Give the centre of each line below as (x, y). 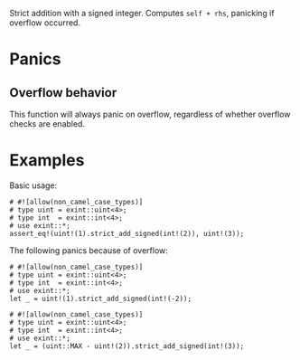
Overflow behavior (63, 93)
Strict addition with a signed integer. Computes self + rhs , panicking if (142, 13)
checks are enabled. (47, 124)
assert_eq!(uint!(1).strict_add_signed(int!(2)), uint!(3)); (127, 233)
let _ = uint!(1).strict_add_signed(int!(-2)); (101, 298)
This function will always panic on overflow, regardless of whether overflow (150, 114)
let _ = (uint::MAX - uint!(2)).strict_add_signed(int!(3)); (127, 346)
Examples (47, 161)
